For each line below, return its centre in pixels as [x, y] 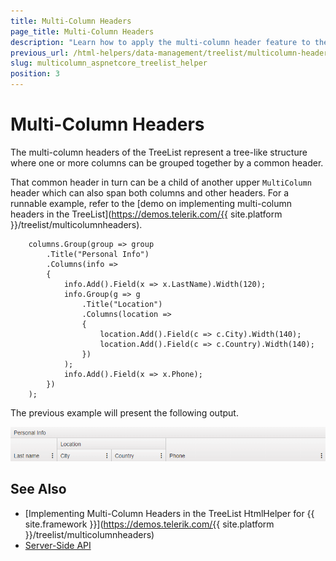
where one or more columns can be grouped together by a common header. [167, 162]
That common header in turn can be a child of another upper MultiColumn [161, 182]
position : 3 [35, 74]
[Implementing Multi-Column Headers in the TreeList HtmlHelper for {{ [169, 513]
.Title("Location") [122, 304]
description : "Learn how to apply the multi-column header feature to [160, 42]
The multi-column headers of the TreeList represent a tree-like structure [159, 152]
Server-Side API [58, 545]
